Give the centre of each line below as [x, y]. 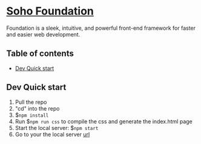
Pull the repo [31, 102]
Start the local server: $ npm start [57, 128]
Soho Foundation [50, 11]
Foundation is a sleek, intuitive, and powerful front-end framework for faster [101, 28]
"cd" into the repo [37, 108]
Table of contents [40, 54]
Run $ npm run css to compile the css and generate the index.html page [104, 121]
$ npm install [32, 115]
